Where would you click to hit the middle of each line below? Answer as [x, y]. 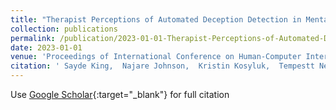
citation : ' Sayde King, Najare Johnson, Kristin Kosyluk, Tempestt [162, 66]
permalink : [33, 38]
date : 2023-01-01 [46, 47]
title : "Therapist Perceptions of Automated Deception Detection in [156, 19]
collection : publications [64, 29]
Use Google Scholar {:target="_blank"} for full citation [120, 94]
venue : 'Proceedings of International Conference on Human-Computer [156, 57]
